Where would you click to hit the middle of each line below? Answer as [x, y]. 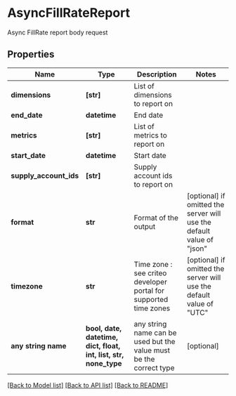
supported [151, 299]
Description [157, 74]
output [145, 226]
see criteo [150, 273]
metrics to [150, 135]
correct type [154, 368]
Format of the [156, 218]
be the [144, 359]
